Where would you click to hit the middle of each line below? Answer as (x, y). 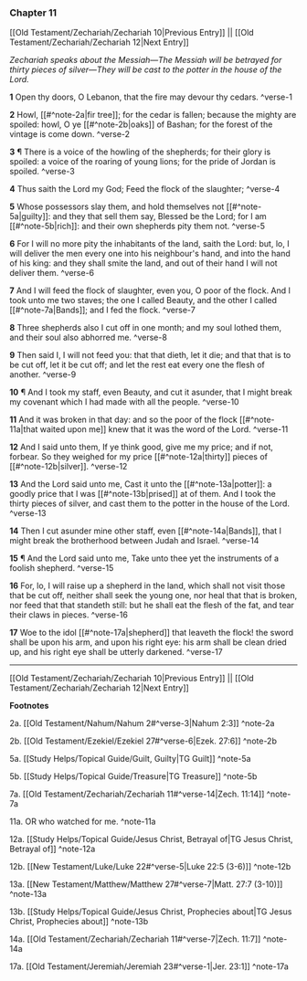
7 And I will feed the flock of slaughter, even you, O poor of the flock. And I (150, 290)
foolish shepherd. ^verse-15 (62, 568)
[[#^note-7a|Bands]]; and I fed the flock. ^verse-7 (103, 310)
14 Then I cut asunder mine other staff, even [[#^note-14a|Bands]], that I (145, 531)
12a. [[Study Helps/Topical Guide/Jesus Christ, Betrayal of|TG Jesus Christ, (152, 839)
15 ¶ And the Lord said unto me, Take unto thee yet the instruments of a (144, 558)
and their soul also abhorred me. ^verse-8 (88, 338)
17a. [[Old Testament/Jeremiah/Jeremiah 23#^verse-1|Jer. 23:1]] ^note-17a (149, 966)
